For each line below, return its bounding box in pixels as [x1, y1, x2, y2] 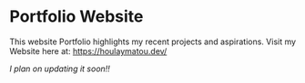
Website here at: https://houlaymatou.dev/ [9, 45, 168, 56]
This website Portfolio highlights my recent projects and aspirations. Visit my [9, 36, 297, 47]
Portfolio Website [9, 6, 144, 27]
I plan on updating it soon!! [9, 63, 111, 74]
